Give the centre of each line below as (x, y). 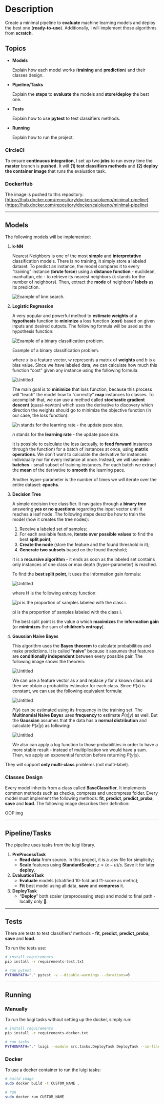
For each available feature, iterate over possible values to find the (86, 534)
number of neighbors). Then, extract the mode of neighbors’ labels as (83, 282)
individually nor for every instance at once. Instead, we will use (75, 459)
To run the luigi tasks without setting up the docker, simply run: (68, 1020)
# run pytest (18, 970)
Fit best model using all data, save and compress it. (72, 886)
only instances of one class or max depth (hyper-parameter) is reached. (84, 565)
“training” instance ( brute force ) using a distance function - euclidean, (84, 271)
